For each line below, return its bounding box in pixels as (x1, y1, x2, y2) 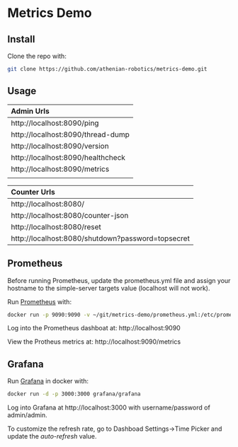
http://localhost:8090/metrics (11, 164, 110, 174)
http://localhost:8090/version (11, 141, 109, 151)
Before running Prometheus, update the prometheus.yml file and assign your (7, 276, 231, 284)
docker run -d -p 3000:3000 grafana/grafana (7, 390, 141, 397)
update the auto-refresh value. (7, 432, 97, 441)
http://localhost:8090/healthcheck (11, 152, 126, 162)
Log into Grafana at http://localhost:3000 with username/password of (7, 403, 210, 412)
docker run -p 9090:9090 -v (7, 311, 91, 318)
